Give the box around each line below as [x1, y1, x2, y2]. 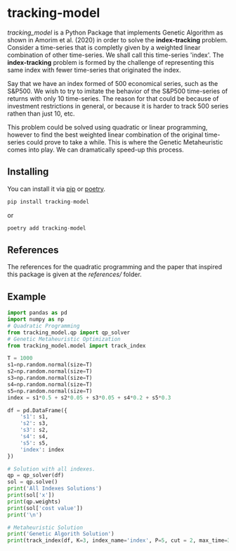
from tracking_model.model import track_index [7, 342, 146, 349]
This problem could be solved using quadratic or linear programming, [7, 123, 208, 131]
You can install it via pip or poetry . [7, 185, 106, 193]
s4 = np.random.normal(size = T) [7, 380, 93, 388]
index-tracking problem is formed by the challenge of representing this [7, 58, 214, 66]
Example [7, 290, 46, 302]
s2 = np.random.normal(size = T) [7, 368, 93, 375]
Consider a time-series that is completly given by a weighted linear [7, 43, 201, 51]
